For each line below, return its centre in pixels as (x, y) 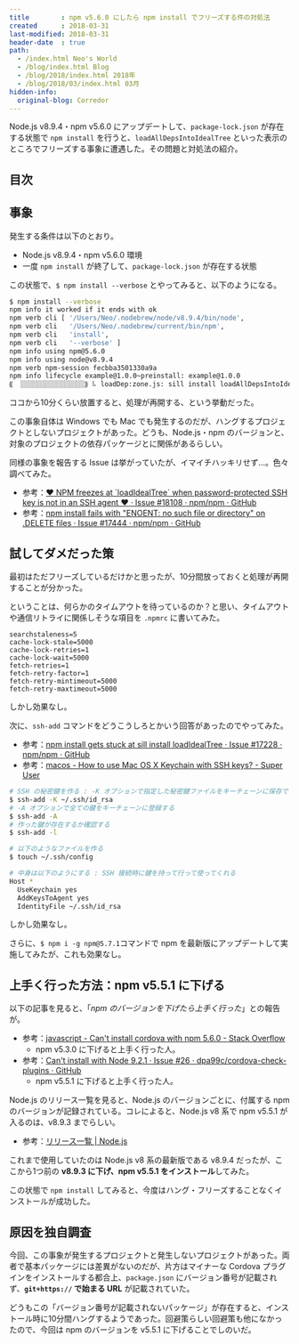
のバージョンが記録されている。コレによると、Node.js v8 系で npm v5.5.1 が (149, 1111)
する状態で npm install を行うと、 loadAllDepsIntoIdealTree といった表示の (148, 138)
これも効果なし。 (95, 954)
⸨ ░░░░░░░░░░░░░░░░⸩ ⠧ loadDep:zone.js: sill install (113, 385)
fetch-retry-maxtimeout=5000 (63, 689)
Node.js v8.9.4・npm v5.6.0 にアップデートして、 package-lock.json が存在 (147, 126)
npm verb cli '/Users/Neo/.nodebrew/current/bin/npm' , (117, 327)
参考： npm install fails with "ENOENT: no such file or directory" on (144, 514)
